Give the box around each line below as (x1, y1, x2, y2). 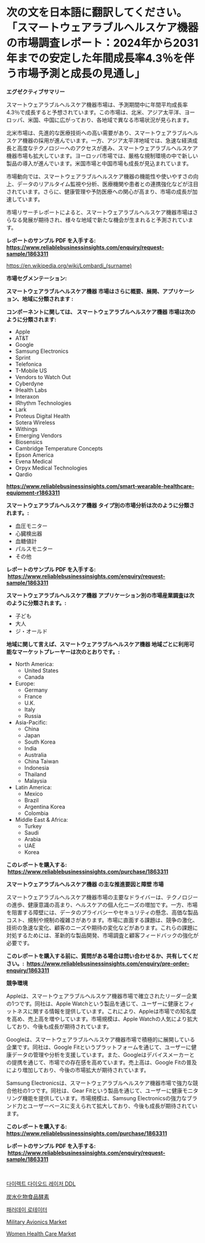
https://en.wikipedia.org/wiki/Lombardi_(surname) (6, 262, 132, 269)
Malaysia (24, 777, 47, 785)
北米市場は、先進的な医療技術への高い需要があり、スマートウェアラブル (6, 129, 188, 136)
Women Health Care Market (6, 1230, 76, 1237)
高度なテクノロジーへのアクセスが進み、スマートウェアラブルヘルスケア (16, 144, 198, 151)
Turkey (24, 822, 42, 830)
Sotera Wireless (15, 419, 56, 426)
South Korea (24, 738, 56, 745)
